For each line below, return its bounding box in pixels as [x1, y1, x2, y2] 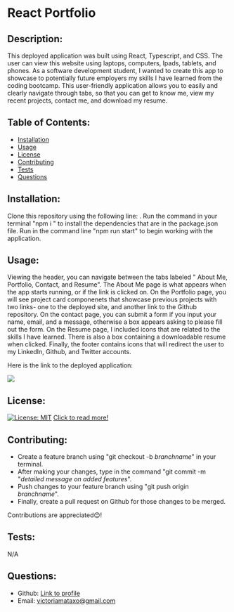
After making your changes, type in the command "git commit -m [17, 467, 206, 476]
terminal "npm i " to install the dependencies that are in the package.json [7, 219, 219, 228]
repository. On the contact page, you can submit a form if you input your [7, 311, 217, 319]
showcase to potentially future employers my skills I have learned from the [7, 74, 223, 82]
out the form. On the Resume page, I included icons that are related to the [7, 325, 221, 334]
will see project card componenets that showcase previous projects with [7, 295, 217, 304]
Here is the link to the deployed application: [7, 361, 134, 370]
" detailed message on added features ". [17, 475, 132, 483]
